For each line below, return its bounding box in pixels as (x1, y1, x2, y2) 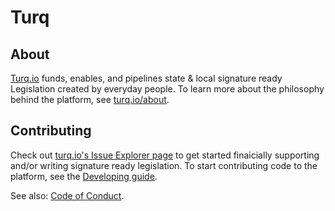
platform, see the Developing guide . (10, 170, 158, 182)
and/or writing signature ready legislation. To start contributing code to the (10, 159, 318, 171)
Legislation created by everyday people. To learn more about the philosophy (10, 83, 325, 95)
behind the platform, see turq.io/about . (10, 94, 170, 105)
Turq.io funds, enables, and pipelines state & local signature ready (10, 72, 283, 84)
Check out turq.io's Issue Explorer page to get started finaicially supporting (10, 149, 320, 161)
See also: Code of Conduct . (10, 189, 125, 201)
